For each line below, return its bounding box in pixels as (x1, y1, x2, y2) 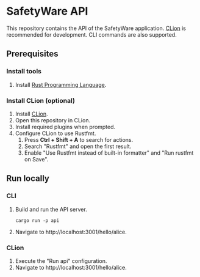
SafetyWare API (6, 4, 88, 18)
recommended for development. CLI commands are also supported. (6, 31, 177, 38)
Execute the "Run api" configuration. (15, 257, 107, 264)
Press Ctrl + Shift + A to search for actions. (24, 136, 134, 143)
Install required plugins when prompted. (15, 123, 116, 130)
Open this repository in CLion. (15, 116, 90, 124)
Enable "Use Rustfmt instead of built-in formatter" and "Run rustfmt (24, 149, 194, 157)
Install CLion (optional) (6, 96, 75, 105)
